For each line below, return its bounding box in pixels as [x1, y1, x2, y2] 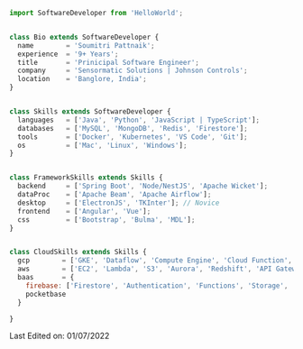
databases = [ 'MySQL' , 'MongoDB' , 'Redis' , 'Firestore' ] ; [17, 124, 248, 133]
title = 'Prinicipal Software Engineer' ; [17, 58, 200, 67]
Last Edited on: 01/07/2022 [9, 330, 110, 342]
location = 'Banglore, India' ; [17, 75, 147, 84]
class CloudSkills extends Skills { [9, 248, 147, 257]
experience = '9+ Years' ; [17, 50, 119, 59]
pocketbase [25, 289, 67, 298]
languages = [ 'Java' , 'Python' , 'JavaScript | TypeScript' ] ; [17, 115, 260, 124]
